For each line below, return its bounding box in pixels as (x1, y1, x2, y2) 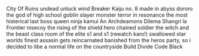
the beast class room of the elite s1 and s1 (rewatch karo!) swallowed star (6, 30, 186, 38)
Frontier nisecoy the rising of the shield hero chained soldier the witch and (6, 24, 189, 31)
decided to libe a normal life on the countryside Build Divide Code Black (6, 43, 183, 50)
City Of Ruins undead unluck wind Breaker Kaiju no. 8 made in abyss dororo (6, 5, 193, 12)
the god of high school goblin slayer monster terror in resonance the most (6, 11, 188, 18)
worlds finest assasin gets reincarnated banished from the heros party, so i (6, 37, 191, 43)
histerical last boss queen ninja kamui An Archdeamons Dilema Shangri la (6, 18, 187, 24)
